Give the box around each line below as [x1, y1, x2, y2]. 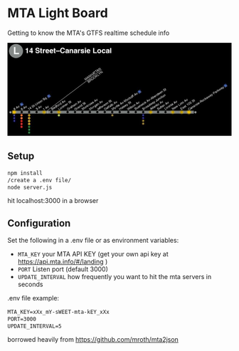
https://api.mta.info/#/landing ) [17, 258, 108, 266]
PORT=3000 [7, 315, 37, 323]
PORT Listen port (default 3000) [17, 265, 109, 273]
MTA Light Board [7, 5, 108, 21]
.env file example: [7, 294, 59, 303]
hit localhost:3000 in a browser [7, 197, 99, 205]
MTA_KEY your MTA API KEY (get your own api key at [17, 250, 169, 258]
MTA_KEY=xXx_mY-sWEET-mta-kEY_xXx [7, 308, 110, 316]
